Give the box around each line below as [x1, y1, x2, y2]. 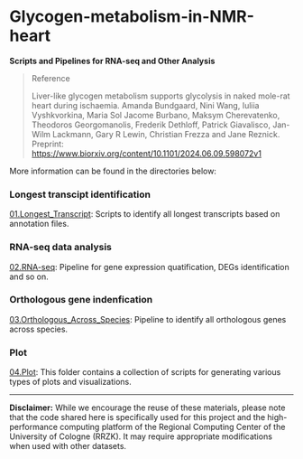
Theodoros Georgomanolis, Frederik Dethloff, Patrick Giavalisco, [31, 119, 271, 130]
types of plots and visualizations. [9, 377, 133, 388]
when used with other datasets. [9, 441, 127, 452]
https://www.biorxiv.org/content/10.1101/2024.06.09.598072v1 [31, 147, 262, 159]
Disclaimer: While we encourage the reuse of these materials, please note [9, 402, 286, 413]
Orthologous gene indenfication [9, 294, 153, 306]
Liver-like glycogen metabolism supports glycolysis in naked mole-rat [31, 90, 290, 101]
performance [9, 422, 59, 433]
